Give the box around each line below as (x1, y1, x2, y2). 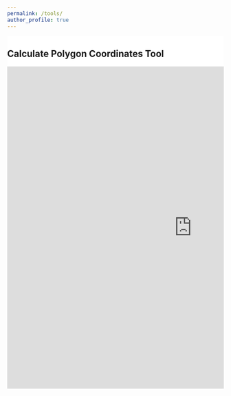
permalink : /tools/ (7, 10, 63, 17)
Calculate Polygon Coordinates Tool (7, 47, 164, 59)
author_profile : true (7, 16, 69, 23)
